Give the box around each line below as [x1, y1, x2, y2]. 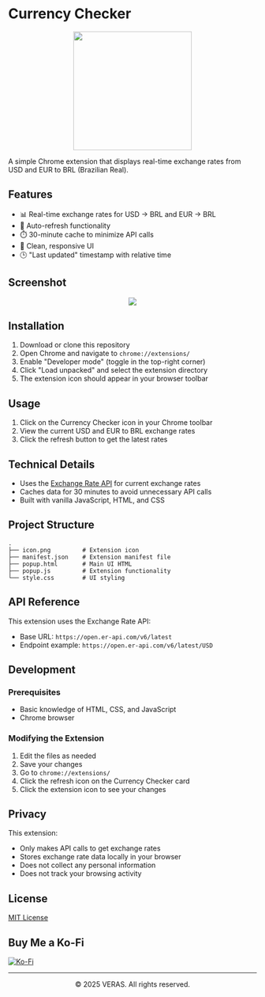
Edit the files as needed [19, 751, 97, 760]
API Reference [8, 595, 80, 609]
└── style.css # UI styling [8, 574, 125, 582]
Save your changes [19, 759, 83, 768]
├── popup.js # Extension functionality [8, 567, 171, 574]
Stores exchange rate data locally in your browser [19, 852, 181, 862]
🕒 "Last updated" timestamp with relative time [19, 250, 172, 260]
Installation [8, 319, 65, 332]
